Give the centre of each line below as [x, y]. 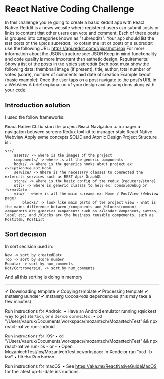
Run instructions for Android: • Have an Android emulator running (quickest [81, 311]
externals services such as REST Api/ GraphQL [53, 177]
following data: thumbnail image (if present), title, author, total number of [78, 69]
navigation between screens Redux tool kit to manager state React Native [79, 132]
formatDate [16, 189]
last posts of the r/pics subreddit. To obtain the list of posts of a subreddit [79, 43]
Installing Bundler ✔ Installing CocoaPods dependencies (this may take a [78, 296]
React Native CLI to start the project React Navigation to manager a [72, 126]
